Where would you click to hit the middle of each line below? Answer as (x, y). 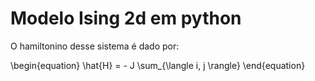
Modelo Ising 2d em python (126, 18)
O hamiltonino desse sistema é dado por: (95, 46)
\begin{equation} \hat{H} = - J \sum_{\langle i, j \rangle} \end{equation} (158, 65)
